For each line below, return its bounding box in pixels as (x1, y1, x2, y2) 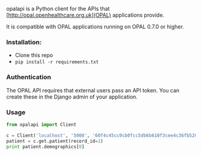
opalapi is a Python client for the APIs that (6, 5, 110, 12)
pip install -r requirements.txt (14, 59, 99, 65)
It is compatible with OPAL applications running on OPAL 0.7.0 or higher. (6, 23, 185, 30)
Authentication (6, 73, 51, 82)
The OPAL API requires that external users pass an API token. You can (6, 86, 180, 94)
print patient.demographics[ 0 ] (6, 143, 85, 149)
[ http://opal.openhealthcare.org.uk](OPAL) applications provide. (6, 11, 165, 19)
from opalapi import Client (6, 121, 77, 128)
